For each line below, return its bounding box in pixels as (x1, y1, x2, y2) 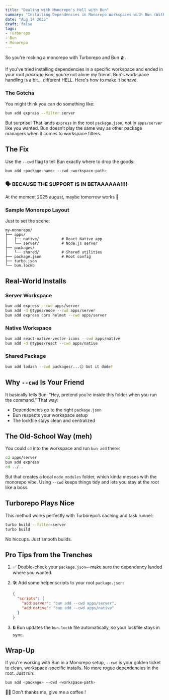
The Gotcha (5, 89, 35, 96)
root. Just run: (5, 670, 35, 676)
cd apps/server (5, 455, 37, 460)
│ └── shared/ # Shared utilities (5, 250, 102, 255)
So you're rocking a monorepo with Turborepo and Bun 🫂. (5, 54, 127, 61)
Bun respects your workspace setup (12, 412, 88, 418)
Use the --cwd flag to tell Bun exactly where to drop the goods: (5, 158, 135, 165)
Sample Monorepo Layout (5, 206, 69, 213)
